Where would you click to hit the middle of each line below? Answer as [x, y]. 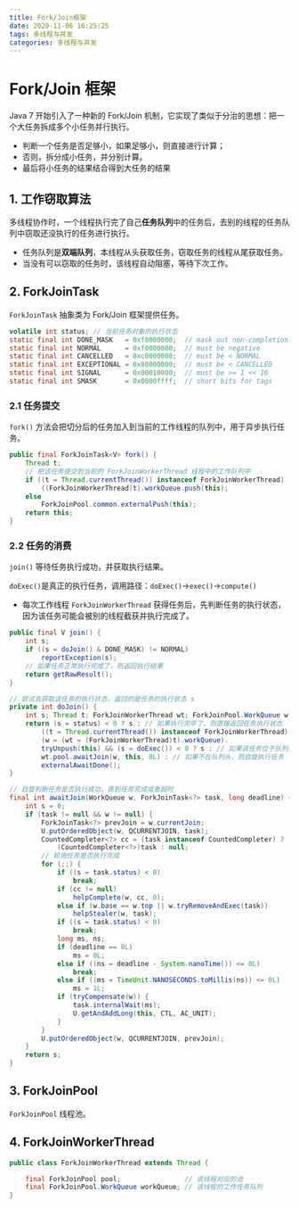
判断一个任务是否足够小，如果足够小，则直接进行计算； [123, 146]
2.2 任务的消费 [40, 546]
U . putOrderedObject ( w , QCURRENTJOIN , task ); [125, 831]
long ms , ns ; [81, 939]
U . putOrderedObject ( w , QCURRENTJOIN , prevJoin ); [133, 1038]
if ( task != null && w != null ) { [89, 814]
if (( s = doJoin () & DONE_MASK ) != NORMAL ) [107, 650]
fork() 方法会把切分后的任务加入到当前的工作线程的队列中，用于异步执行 [143, 427]
